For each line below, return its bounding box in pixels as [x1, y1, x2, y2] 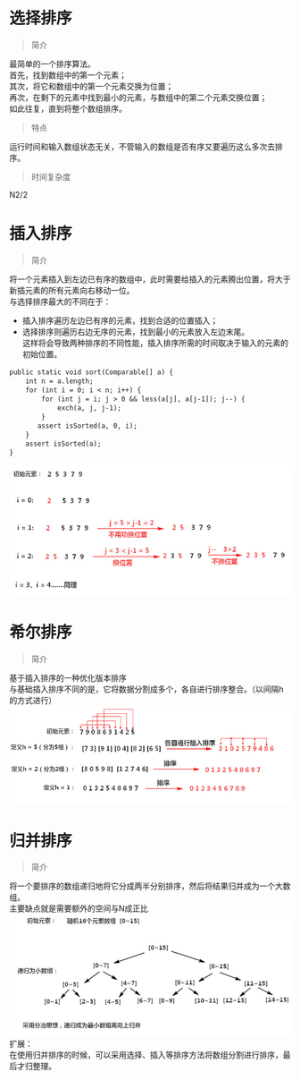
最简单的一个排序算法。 [9, 58, 96, 69]
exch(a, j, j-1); [56, 404, 122, 412]
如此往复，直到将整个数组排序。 [9, 103, 127, 114]
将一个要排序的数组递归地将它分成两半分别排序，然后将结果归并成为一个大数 [9, 880, 291, 891]
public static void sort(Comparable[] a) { [9, 368, 174, 377]
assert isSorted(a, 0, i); [37, 421, 138, 430]
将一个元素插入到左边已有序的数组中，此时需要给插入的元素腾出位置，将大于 [9, 274, 291, 285]
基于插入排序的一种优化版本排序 [9, 672, 127, 683]
